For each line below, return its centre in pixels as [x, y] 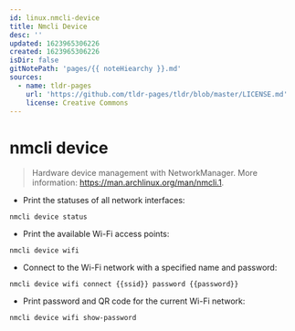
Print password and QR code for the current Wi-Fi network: [134, 301]
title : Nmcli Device [49, 26]
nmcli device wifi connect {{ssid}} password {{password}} [124, 284]
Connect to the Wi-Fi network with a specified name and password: [150, 268]
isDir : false [34, 60]
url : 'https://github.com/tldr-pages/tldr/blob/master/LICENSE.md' [157, 94]
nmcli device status [49, 217]
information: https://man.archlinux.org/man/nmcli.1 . [128, 182]
